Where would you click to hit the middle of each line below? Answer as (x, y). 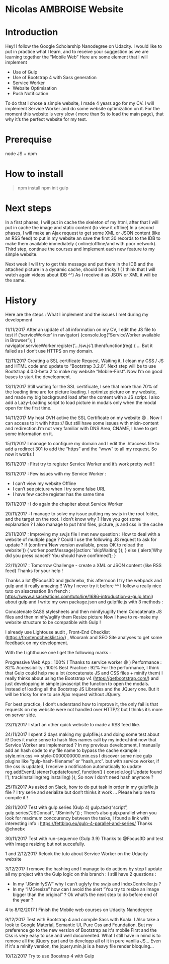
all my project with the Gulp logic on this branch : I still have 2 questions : (81, 874)
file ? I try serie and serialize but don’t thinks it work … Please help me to (80, 792)
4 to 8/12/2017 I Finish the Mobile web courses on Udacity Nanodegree (79, 910)
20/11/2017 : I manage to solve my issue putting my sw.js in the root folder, (82, 513)
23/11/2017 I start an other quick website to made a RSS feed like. (73, 724)
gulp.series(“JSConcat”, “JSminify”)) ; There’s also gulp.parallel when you (81, 812)
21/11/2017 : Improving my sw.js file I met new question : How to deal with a (83, 534)
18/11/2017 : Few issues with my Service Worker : (56, 473)
